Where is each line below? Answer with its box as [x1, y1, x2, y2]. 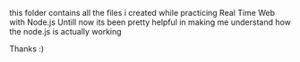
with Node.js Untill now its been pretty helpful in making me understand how [9, 17, 291, 27]
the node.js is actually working [9, 27, 123, 36]
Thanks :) [9, 43, 45, 54]
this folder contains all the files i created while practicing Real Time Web [9, 8, 276, 18]
